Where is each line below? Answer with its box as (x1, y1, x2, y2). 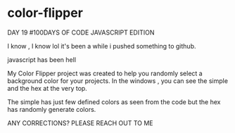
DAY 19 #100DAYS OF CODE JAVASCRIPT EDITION (7, 28, 155, 37)
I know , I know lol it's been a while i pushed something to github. (7, 42, 196, 50)
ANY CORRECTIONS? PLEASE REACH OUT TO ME (7, 118, 153, 127)
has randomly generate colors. (7, 105, 96, 113)
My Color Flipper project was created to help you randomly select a (7, 69, 203, 77)
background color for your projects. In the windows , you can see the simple (7, 76, 229, 85)
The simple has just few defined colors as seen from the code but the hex (7, 97, 221, 106)
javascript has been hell (7, 55, 76, 64)
